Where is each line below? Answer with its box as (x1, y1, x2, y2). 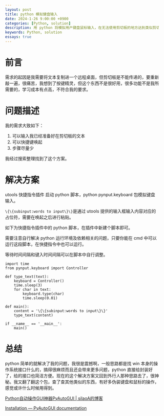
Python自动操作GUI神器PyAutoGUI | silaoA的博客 (5, 395, 103, 401)
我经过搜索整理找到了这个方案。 (5, 155, 69, 162)
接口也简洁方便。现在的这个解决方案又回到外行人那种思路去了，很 (21, 372, 155, 378)
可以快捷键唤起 (12, 139, 42, 145)
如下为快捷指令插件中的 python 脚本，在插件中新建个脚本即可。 (5, 225, 133, 231)
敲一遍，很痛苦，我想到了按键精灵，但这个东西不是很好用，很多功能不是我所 (5, 80, 159, 86)
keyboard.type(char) (22, 291, 64, 296)
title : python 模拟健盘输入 (5, 12, 58, 17)
